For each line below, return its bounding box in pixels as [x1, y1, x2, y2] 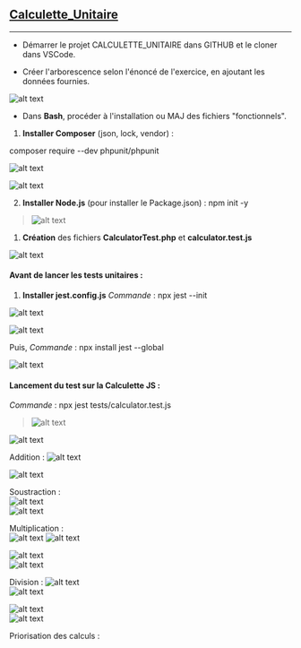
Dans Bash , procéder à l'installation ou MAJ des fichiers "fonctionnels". [21, 110, 287, 121]
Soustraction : [9, 487, 61, 497]
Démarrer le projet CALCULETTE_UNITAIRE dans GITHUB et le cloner [21, 39, 278, 50]
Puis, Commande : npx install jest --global [9, 342, 164, 353]
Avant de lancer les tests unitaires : [9, 270, 143, 281]
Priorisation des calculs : [9, 631, 100, 642]
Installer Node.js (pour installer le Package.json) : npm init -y [21, 197, 249, 208]
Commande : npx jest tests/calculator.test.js [9, 400, 172, 410]
